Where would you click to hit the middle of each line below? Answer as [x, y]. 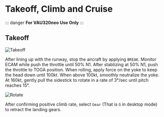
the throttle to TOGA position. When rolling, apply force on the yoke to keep [81, 70]
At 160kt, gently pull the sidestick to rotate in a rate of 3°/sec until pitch [77, 80]
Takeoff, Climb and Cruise [59, 9]
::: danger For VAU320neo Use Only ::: [44, 23]
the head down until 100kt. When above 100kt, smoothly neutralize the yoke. [82, 75]
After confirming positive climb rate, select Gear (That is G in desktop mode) [81, 104]
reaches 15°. [17, 85]
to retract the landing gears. [33, 109]
